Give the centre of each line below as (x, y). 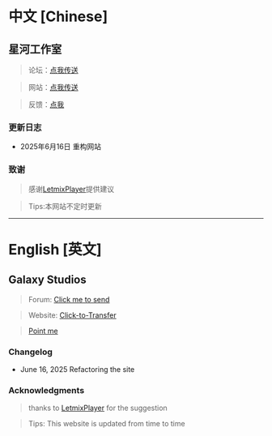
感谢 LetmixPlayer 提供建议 (71, 189)
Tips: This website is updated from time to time (106, 424)
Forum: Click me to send (69, 299)
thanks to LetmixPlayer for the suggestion (98, 408)
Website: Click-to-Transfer (72, 315)
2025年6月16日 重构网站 (61, 147)
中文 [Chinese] (58, 17)
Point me (43, 331)
